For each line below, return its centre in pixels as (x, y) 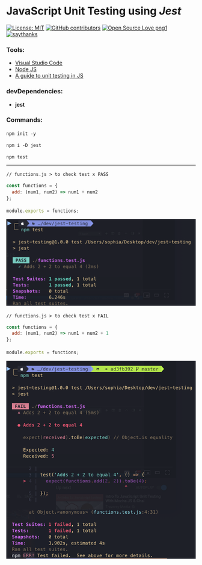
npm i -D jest (24, 145)
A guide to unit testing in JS (49, 76)
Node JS (26, 69)
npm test (17, 157)
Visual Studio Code (39, 63)
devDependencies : (35, 92)
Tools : (16, 49)
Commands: (25, 120)
